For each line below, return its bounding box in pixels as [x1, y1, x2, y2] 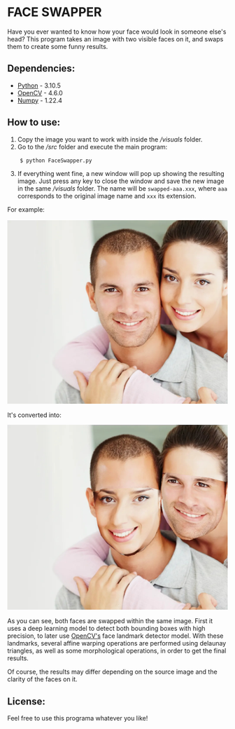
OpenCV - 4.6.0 [17, 88, 63, 97]
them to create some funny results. [7, 42, 108, 50]
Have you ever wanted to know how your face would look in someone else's [7, 27, 227, 36]
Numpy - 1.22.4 [17, 96, 63, 104]
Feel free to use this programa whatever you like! [7, 714, 148, 722]
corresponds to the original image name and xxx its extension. [17, 191, 197, 200]
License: [7, 695, 45, 707]
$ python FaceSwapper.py [20, 157, 92, 164]
